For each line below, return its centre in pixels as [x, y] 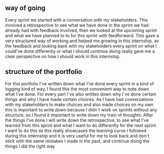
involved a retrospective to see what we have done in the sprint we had [77, 25]
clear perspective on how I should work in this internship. [63, 56]
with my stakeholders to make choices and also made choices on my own [79, 104]
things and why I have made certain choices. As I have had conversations [79, 99]
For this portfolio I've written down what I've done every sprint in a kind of [80, 83]
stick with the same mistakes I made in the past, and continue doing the [77, 141]
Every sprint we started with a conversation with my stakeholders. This [77, 20]
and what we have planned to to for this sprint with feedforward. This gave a [82, 35]
